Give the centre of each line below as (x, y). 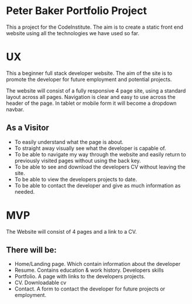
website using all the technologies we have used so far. (73, 33)
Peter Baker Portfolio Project (77, 11)
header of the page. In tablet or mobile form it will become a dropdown (91, 103)
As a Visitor (28, 128)
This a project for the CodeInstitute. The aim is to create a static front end (95, 27)
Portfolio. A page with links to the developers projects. (80, 276)
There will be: (31, 250)
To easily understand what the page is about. (69, 142)
